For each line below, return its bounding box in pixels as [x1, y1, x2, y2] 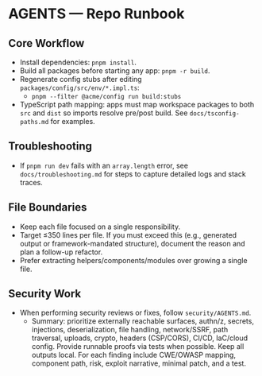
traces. [19, 177, 44, 187]
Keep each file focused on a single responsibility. [19, 222, 181, 231]
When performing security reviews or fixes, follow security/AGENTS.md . [19, 308, 252, 318]
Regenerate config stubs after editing [19, 75, 142, 83]
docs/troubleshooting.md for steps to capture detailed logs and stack [19, 169, 246, 179]
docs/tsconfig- [189, 110, 240, 118]
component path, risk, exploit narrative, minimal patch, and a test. [31, 359, 246, 368]
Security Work [8, 287, 82, 300]
